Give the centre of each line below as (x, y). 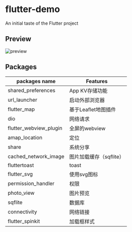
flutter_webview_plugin (35, 128)
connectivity (22, 211)
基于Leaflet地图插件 (93, 109)
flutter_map (21, 109)
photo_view (21, 193)
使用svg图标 (84, 174)
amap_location (25, 137)
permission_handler (31, 183)
